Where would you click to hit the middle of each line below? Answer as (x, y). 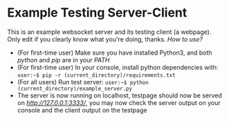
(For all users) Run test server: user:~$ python (83, 82)
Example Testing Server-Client (97, 13)
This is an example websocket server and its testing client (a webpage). (109, 32)
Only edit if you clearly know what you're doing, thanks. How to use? (105, 39)
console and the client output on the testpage (82, 110)
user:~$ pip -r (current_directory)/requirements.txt (96, 75)
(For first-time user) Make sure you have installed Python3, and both (114, 53)
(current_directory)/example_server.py (75, 89)
